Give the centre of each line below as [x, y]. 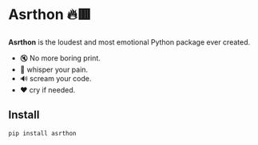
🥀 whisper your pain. [54, 69]
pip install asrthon [43, 133]
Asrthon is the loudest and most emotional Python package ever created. [129, 42]
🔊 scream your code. [56, 78]
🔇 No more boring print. [60, 58]
